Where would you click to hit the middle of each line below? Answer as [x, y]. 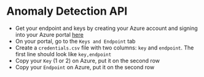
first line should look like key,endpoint [63, 54]
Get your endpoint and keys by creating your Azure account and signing [106, 28]
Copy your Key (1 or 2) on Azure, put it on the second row [87, 61]
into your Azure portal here [49, 34]
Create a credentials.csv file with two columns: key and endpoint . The [104, 48]
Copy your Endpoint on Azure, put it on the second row [85, 67]
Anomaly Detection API [67, 11]
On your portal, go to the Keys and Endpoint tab [75, 41]
